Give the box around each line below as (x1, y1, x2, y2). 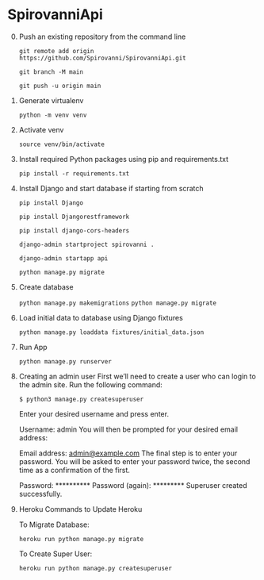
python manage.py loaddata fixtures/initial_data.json (18, 328, 205, 336)
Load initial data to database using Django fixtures (18, 313, 183, 322)
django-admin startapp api (18, 254, 109, 263)
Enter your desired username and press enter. (18, 409, 170, 418)
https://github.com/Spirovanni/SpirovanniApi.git (18, 54, 187, 62)
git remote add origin (18, 47, 94, 55)
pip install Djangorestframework (18, 213, 130, 221)
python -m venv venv (18, 111, 87, 119)
